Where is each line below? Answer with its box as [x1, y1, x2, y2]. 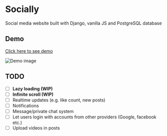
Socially [5, 4, 39, 15]
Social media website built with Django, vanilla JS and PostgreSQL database [5, 20, 162, 26]
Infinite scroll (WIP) [12, 91, 54, 97]
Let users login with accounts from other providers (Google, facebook [12, 114, 156, 120]
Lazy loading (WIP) [12, 85, 53, 91]
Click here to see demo [5, 48, 53, 54]
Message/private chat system [12, 108, 74, 114]
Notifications [12, 102, 39, 108]
